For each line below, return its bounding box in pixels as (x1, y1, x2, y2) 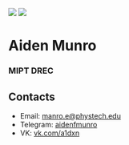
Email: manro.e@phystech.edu (19, 111, 122, 120)
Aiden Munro (8, 37, 97, 55)
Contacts (8, 90, 56, 103)
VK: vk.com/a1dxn (19, 128, 80, 138)
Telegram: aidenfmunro (19, 119, 98, 129)
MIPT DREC (8, 65, 54, 76)
